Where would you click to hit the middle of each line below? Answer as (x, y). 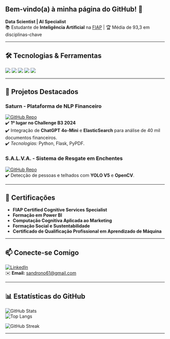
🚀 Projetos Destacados (42, 92)
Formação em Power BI (37, 215)
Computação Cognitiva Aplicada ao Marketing (62, 221)
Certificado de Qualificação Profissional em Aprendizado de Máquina (87, 231)
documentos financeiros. (31, 138)
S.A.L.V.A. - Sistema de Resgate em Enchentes (64, 158)
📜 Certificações (30, 198)
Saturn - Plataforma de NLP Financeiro (54, 106)
